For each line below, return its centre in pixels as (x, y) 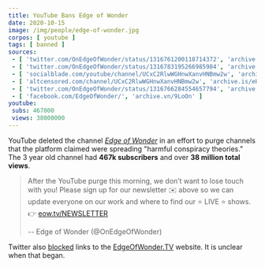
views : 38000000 (38, 118)
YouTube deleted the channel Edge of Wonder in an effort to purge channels (132, 140)
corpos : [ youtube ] (42, 37)
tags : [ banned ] (37, 45)
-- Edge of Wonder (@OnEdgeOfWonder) (95, 231)
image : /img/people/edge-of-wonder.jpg (74, 30)
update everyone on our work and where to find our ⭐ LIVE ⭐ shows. (139, 201)
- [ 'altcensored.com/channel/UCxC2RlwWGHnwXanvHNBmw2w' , (109, 81)
